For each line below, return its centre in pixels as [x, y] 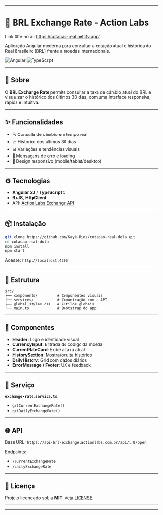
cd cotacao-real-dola [27, 242]
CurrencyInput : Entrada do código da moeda [57, 344]
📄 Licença [20, 486]
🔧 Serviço [20, 385]
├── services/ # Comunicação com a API [56, 300]
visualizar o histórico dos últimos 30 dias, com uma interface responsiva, [78, 97]
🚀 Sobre [17, 80]
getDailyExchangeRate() [36, 411]
